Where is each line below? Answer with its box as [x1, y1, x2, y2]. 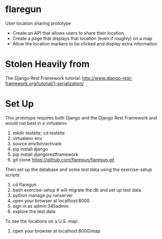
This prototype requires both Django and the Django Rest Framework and [5, 114, 157, 121]
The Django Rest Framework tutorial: [5, 75, 82, 81]
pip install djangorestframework [12, 151, 78, 157]
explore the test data [12, 208, 56, 214]
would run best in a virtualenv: [5, 120, 68, 126]
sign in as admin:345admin [12, 203, 69, 209]
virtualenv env [12, 135, 42, 141]
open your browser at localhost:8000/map [12, 228, 101, 234]
